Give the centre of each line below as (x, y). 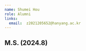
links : (11, 18)
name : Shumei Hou (22, 9)
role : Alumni (18, 14)
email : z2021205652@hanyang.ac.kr (45, 23)
